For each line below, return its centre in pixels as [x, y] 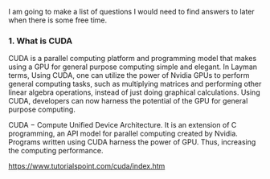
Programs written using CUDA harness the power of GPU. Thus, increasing [132, 142]
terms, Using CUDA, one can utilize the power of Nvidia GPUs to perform [129, 75]
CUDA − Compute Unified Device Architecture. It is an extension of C [123, 125]
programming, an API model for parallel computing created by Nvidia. [123, 134]
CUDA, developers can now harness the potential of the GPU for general [128, 101]
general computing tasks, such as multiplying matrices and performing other [135, 84]
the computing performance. [56, 151]
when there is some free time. [58, 20]
